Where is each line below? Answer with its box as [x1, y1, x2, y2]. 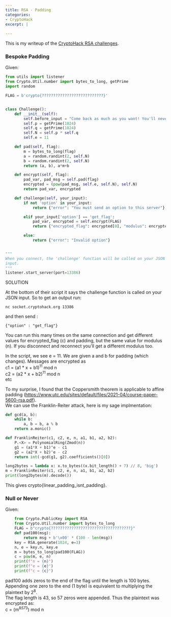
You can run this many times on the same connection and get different [5, 332, 153, 338]
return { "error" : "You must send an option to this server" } [32, 205, 165, 210]
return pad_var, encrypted [23, 187, 81, 192]
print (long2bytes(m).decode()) [5, 473, 72, 478]
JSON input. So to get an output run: [5, 295, 82, 301]
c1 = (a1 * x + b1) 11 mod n [5, 364, 57, 370]
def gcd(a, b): [5, 412, 38, 417]
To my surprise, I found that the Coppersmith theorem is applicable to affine [5, 386, 164, 392]
